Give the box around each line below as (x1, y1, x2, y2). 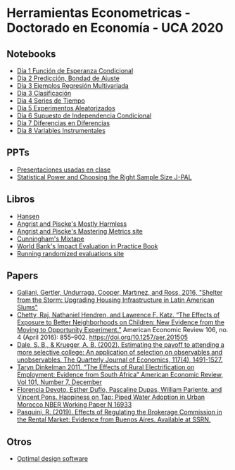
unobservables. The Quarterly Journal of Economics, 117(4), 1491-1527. (16, 355, 223, 364)
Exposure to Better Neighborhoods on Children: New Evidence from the (16, 318, 224, 326)
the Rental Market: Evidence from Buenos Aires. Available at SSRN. (16, 415, 211, 424)
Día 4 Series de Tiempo (16, 96, 85, 105)
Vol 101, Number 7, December (16, 378, 103, 386)
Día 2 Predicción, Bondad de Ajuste (16, 74, 120, 82)
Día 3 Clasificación (16, 89, 72, 97)
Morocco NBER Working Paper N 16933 (16, 400, 132, 409)
